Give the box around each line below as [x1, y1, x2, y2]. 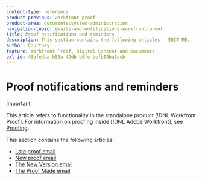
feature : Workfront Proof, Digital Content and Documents [6, 48, 155, 54]
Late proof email [14, 147, 56, 155]
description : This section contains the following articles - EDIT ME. [6, 37, 190, 43]
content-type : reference [6, 8, 69, 15]
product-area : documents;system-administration [6, 20, 128, 26]
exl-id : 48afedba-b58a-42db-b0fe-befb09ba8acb [6, 54, 125, 60]
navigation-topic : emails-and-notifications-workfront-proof [6, 25, 163, 32]
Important [6, 100, 31, 107]
